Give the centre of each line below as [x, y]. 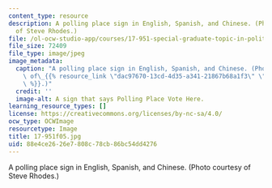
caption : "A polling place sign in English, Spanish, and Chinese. [132, 69]
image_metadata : [36, 62]
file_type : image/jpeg [47, 53]
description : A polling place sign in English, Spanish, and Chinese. [130, 23]
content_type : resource [49, 16]
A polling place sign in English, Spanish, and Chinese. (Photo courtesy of [130, 167]
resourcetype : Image [43, 129]
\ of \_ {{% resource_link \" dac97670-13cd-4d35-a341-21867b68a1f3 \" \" [144, 76]
